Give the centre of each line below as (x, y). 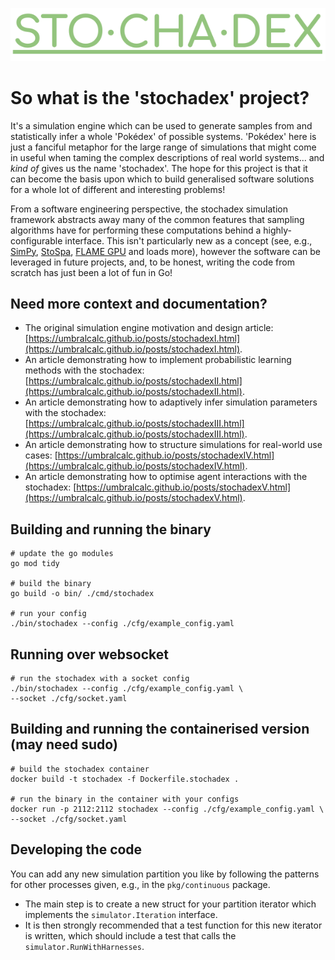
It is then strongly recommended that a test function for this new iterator (173, 925)
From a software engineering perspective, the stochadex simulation (149, 209)
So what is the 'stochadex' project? (160, 97)
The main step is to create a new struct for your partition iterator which (170, 904)
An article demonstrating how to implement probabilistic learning (158, 360)
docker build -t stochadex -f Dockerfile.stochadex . (125, 779)
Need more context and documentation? (139, 303)
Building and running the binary (111, 529)
